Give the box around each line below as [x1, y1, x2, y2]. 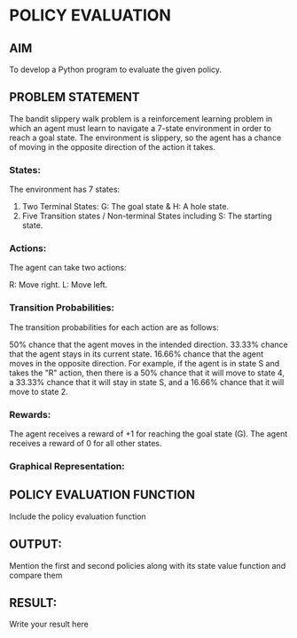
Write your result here [9, 618, 89, 630]
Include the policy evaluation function [9, 511, 146, 522]
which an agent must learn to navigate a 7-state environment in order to [9, 122, 272, 133]
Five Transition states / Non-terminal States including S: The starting [21, 210, 272, 222]
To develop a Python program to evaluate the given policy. [9, 64, 223, 75]
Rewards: [9, 408, 51, 421]
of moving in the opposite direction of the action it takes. [9, 141, 215, 152]
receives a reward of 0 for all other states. [9, 438, 162, 448]
